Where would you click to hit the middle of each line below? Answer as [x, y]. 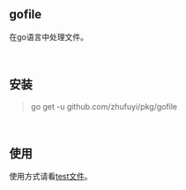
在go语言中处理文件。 [48, 37]
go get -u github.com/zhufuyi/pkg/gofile [104, 106]
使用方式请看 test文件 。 [51, 177]
